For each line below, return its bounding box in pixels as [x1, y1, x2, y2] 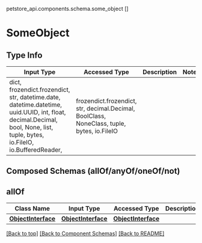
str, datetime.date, [9, 93, 61, 101]
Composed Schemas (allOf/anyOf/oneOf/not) [6, 166, 180, 176]
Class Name [14, 205, 50, 213]
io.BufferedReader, [9, 146, 63, 154]
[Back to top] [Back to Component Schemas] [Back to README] [6, 230, 165, 237]
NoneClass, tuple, [76, 120, 126, 128]
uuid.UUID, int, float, [9, 108, 66, 116]
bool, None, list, [9, 123, 54, 131]
